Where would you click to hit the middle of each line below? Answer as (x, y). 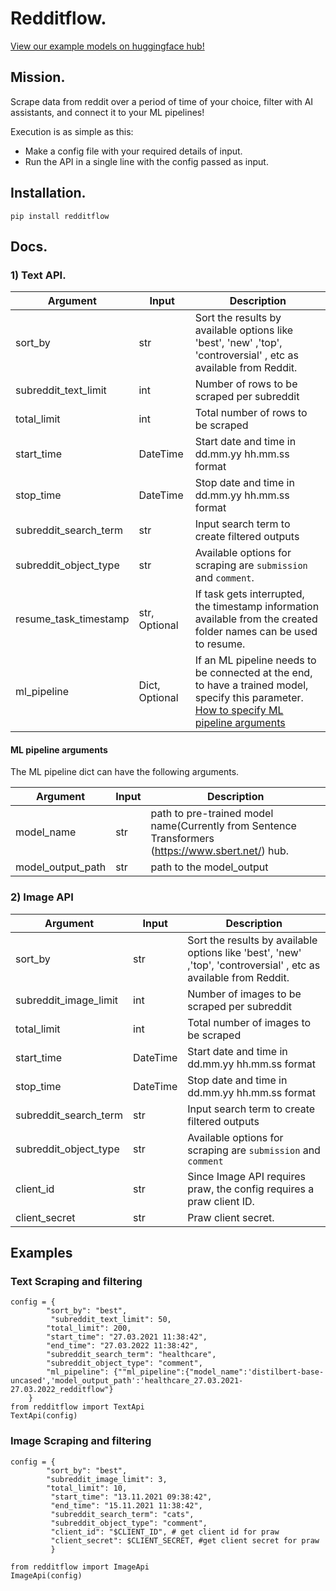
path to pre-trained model (212, 814)
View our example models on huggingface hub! (107, 46)
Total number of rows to (251, 413)
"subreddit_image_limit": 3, (107, 1479)
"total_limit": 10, (87, 1488)
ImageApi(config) (46, 1575)
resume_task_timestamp (72, 619)
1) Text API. (38, 275)
